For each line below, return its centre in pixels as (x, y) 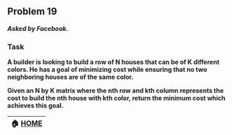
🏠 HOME (27, 124)
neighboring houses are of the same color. (70, 77)
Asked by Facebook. (38, 28)
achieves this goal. (36, 105)
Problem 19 (32, 12)
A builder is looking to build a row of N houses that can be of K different (114, 62)
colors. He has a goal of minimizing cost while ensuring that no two (107, 70)
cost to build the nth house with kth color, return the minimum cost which (117, 98)
